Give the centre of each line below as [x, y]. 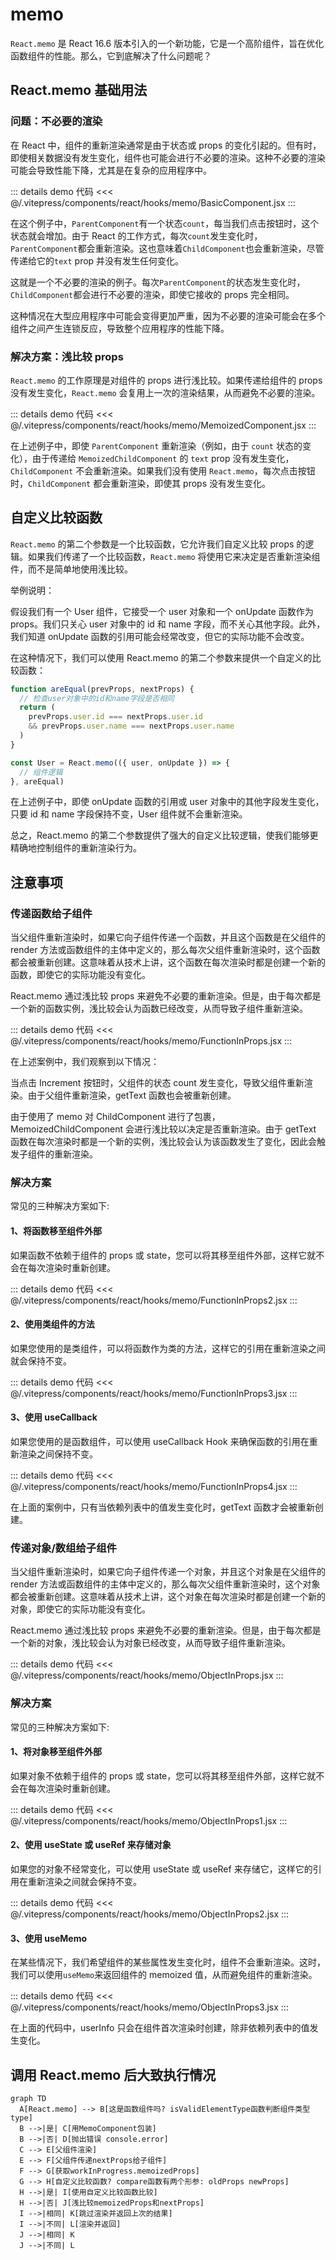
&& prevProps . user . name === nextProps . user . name [131, 726]
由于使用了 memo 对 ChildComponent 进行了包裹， [115, 1117]
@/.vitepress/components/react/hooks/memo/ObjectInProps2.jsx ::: [150, 1914]
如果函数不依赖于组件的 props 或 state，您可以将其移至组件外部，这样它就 [163, 1255]
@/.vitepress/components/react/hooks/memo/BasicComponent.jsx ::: [153, 202]
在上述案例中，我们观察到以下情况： [85, 1062]
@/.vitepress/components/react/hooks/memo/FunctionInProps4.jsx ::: [154, 1487]
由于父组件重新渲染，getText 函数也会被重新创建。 [132, 1095]
